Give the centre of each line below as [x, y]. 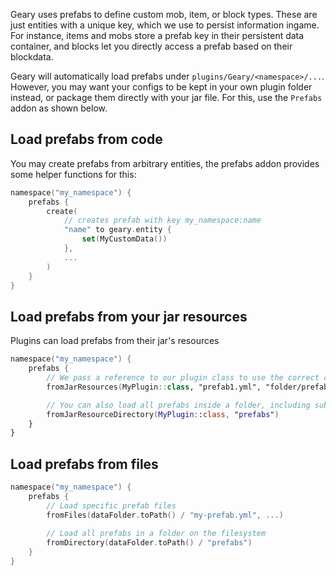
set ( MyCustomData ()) [124, 239]
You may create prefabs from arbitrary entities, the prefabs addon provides [165, 163]
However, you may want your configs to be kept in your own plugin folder [161, 87]
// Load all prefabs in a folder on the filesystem [156, 534]
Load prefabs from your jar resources [129, 316]
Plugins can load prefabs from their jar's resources [115, 341]
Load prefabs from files [84, 464]
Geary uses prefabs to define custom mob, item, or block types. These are [164, 14]
